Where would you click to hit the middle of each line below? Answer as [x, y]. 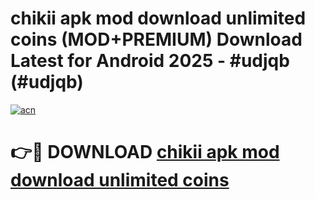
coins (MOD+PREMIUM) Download [156, 39]
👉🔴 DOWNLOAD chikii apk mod [145, 152]
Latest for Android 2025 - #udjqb [150, 61]
